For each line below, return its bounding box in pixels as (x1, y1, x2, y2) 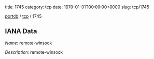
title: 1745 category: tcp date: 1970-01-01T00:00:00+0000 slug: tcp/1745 (5, 4, 150, 10)
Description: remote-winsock (5, 49, 63, 55)
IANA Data (5, 27, 37, 35)
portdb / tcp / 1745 (5, 13, 42, 19)
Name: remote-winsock (5, 40, 52, 46)
